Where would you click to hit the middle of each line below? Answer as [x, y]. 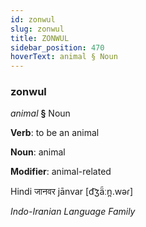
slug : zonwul [37, 29]
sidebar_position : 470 [57, 47]
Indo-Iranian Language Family [73, 212]
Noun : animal [38, 152]
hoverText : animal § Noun [64, 57]
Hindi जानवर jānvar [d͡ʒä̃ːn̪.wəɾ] [72, 192]
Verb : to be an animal [55, 133]
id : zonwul [33, 19]
